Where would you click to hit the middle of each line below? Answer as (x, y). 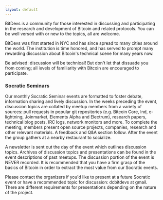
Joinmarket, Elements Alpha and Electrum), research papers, (86, 117)
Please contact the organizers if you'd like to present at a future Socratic (78, 177)
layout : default (21, 9)
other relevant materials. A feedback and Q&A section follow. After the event (81, 132)
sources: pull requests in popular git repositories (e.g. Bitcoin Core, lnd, (76, 112)
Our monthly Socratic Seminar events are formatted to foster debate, (74, 96)
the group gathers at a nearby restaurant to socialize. (58, 137)
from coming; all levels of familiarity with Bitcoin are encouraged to (72, 68)
